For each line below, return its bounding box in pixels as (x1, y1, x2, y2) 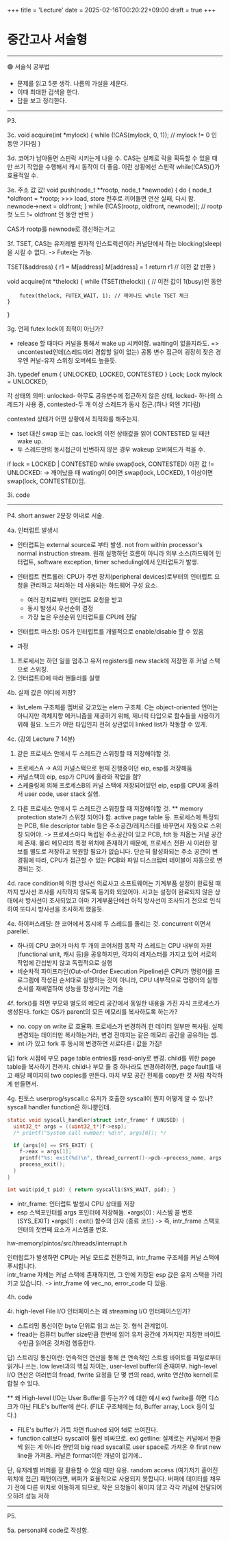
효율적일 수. (7, 171, 39, 179)
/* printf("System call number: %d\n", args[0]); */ (13, 1129, 167, 1136)
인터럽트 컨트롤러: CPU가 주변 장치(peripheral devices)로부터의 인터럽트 (16, 572, 214, 580)
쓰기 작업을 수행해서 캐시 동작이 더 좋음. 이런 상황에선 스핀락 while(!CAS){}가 (14, 162, 220, 170)
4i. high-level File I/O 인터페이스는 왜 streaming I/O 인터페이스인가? (7, 1307, 191, 1315)
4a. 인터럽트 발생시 (7, 526, 58, 534)
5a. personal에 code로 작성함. (7, 1526, 89, 1534)
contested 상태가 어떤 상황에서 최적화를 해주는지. (7, 414, 140, 423)
